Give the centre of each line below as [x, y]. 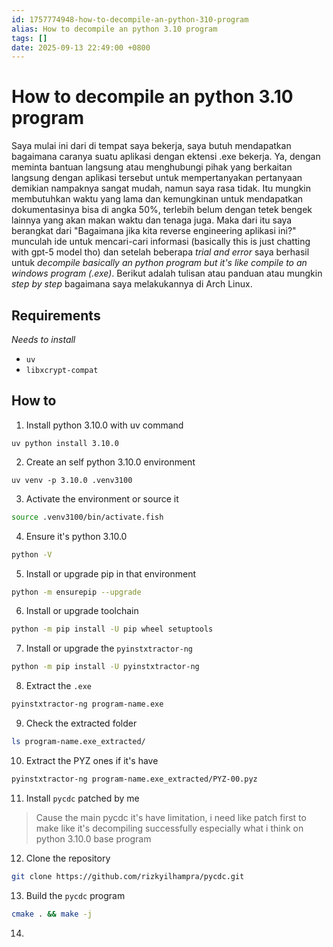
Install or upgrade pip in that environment [111, 573]
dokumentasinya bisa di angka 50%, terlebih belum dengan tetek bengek [162, 210]
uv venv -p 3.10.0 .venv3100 [72, 480]
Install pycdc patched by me [82, 798]
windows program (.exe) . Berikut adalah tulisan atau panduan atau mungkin [167, 273]
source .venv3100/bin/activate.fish [87, 517]
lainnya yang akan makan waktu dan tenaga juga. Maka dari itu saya [152, 220]
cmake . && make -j [52, 914]
